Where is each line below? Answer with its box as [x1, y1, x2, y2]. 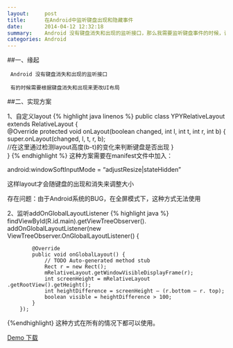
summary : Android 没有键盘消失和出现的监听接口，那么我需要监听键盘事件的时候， [7, 29, 224, 37]
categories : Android [7, 36, 67, 43]
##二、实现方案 [7, 98, 52, 106]
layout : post [7, 10, 58, 17]
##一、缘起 [7, 56, 40, 64]
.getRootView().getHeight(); [7, 281, 92, 288]
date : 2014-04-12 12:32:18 [7, 23, 104, 30]
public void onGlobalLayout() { [32, 251, 126, 259]
